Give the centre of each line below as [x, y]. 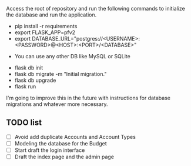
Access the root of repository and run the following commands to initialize [95, 9]
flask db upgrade [35, 80]
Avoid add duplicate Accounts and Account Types [75, 137]
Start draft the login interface [50, 150]
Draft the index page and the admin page [64, 157]
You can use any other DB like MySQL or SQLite [72, 56]
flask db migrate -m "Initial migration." [61, 74]
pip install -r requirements [46, 26]
